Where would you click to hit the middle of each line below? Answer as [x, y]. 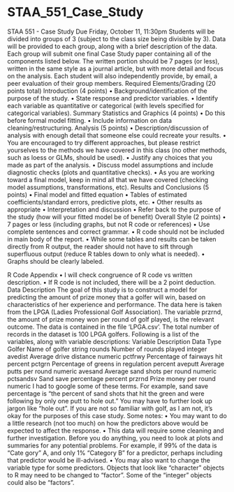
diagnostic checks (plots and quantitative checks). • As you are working [111, 172]
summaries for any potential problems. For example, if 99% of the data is [112, 445]
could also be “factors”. [41, 482]
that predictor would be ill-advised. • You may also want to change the [109, 460]
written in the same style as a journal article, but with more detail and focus [115, 68]
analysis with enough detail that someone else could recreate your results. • [117, 135]
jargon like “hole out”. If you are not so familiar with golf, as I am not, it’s [110, 408]
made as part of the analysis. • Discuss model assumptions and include [110, 165]
